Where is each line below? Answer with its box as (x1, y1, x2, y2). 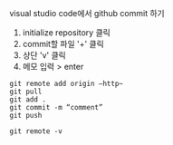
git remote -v (9, 127, 63, 136)
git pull (9, 87, 43, 96)
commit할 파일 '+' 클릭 (22, 39, 104, 49)
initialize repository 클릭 (22, 27, 111, 38)
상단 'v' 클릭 (22, 50, 66, 61)
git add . (9, 95, 47, 104)
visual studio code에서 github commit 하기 (9, 8, 165, 18)
